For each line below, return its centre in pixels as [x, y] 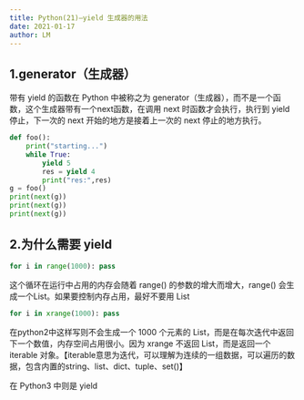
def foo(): [30, 138]
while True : [48, 154]
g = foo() [28, 189]
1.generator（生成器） [73, 74]
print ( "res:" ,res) [77, 180]
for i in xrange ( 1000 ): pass [65, 313]
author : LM [30, 35]
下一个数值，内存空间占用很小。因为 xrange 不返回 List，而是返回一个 [140, 344]
